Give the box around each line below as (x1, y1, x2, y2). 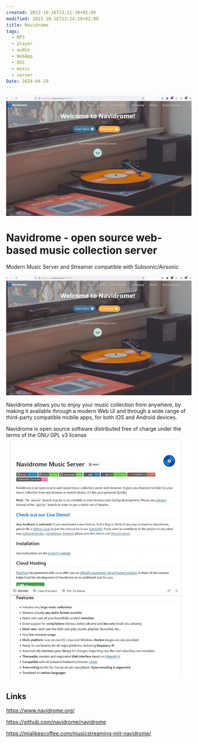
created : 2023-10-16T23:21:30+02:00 (6, 9, 96, 15)
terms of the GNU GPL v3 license (6, 431, 87, 438)
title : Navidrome (6, 22, 49, 28)
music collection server (39, 243, 157, 257)
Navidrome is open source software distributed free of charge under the (6, 425, 181, 432)
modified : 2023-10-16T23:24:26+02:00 (6, 15, 99, 22)
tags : (6, 28, 19, 34)
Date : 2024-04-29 (6, 78, 49, 84)
